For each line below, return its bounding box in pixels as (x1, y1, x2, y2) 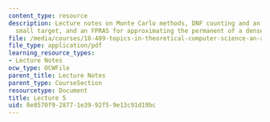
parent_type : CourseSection (8, 79, 103, 87)
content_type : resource (8, 11, 88, 20)
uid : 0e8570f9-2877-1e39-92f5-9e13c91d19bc (8, 101, 157, 109)
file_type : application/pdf (8, 42, 103, 50)
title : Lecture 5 (8, 94, 67, 102)
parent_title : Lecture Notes (8, 71, 106, 79)
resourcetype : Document (8, 86, 88, 95)
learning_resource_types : (8, 49, 95, 57)
